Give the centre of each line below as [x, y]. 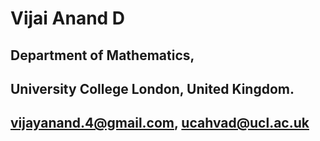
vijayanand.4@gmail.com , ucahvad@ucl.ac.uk [160, 123]
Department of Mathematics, [102, 55]
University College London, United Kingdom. [152, 88]
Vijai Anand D [68, 18]
